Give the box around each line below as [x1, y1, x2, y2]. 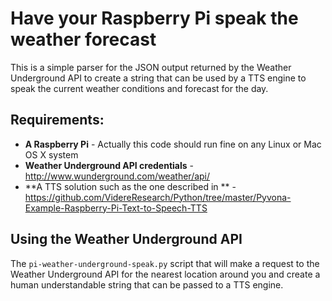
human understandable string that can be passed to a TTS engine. [10, 278, 284, 291]
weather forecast [10, 28, 157, 51]
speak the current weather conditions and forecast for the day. [10, 82, 269, 94]
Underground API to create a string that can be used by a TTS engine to [10, 72, 307, 84]
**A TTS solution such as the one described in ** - [24, 180, 237, 192]
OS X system [24, 148, 79, 161]
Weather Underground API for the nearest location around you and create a [10, 268, 321, 280]
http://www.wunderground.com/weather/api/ [24, 170, 211, 182]
